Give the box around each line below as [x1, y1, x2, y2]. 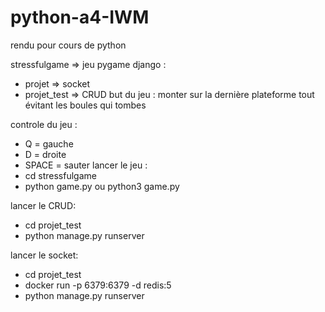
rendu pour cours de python [10, 39, 127, 51]
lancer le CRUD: [10, 199, 77, 211]
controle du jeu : [10, 118, 78, 130]
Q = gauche [24, 137, 74, 150]
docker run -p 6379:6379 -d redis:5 [24, 279, 172, 291]
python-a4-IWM [10, 6, 150, 29]
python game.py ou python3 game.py [24, 180, 180, 192]
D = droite [24, 148, 67, 160]
